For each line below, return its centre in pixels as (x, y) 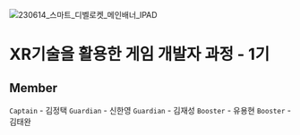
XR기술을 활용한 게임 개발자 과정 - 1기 (140, 55)
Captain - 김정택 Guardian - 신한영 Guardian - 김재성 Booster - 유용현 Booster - (150, 110)
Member (34, 88)
